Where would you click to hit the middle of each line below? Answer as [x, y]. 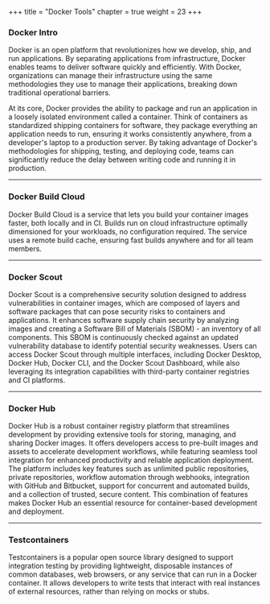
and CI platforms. [37, 380]
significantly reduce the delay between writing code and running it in [122, 159]
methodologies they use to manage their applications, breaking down [123, 85]
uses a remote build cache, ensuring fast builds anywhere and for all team [131, 240]
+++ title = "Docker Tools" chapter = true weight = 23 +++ [105, 12]
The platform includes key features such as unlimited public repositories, [129, 469]
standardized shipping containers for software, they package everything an [133, 126]
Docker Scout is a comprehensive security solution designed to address [127, 294]
